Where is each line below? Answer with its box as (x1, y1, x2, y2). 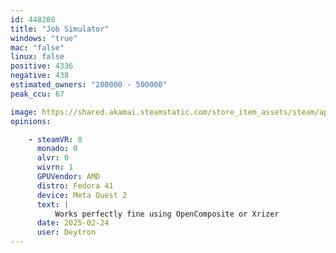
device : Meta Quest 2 (36, 190, 128, 200)
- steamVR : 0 (28, 134, 83, 145)
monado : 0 (36, 144, 78, 154)
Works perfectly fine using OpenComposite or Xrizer (54, 209, 280, 219)
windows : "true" (10, 33, 78, 43)
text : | (36, 199, 70, 210)
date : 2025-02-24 (36, 218, 110, 228)
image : (10, 107, 38, 117)
